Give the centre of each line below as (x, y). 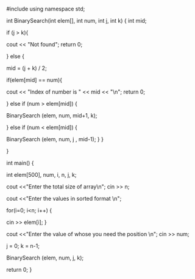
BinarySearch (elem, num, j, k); (45, 258)
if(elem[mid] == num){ (34, 80)
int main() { (20, 163)
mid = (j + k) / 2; (27, 68)
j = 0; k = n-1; (23, 246)
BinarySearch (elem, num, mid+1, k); (52, 115)
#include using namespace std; (46, 9)
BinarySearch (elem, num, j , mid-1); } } (55, 139)
